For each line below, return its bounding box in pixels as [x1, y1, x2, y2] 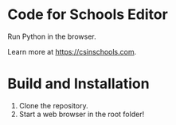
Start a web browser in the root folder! [18, 109, 145, 119]
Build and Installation [7, 75, 150, 93]
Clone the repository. [18, 100, 88, 110]
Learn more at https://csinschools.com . [7, 47, 137, 56]
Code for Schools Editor [7, 6, 168, 24]
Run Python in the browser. [7, 32, 96, 41]
